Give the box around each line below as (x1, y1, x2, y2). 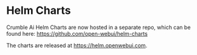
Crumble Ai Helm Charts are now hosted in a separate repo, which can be (6, 24, 191, 31)
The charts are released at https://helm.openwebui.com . (6, 42, 148, 49)
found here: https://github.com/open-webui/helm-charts (6, 30, 148, 37)
